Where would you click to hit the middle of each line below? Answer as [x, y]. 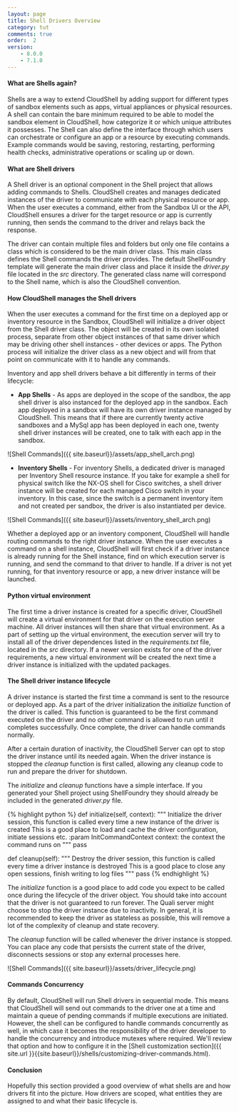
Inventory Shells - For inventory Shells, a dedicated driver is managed [121, 468]
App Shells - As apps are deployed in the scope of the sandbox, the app [124, 395]
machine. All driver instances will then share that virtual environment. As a [116, 626]
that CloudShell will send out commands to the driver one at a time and [112, 1008]
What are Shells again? [42, 84]
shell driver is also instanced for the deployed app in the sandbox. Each [123, 402]
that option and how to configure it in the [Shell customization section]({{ [115, 1046]
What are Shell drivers [41, 169]
